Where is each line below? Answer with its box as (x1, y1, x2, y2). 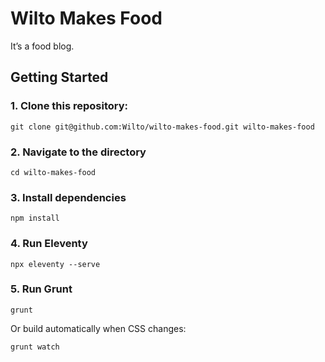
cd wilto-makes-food (10, 167, 97, 177)
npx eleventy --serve (10, 259, 101, 269)
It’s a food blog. (10, 40, 75, 52)
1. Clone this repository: (10, 99, 128, 113)
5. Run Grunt (10, 282, 73, 296)
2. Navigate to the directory (10, 145, 147, 159)
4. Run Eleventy (10, 237, 88, 251)
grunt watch (10, 342, 60, 352)
